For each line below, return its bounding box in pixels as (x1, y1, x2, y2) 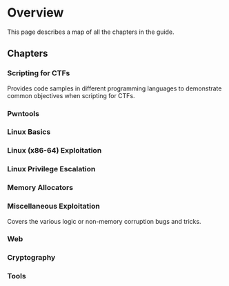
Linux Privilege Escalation (7, 164, 96, 174)
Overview (7, 5, 64, 21)
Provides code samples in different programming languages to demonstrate (7, 84, 222, 93)
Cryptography (7, 253, 56, 263)
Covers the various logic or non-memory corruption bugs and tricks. (7, 217, 201, 225)
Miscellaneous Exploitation (7, 202, 100, 211)
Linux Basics (7, 127, 51, 137)
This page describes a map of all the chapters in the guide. (7, 28, 175, 36)
